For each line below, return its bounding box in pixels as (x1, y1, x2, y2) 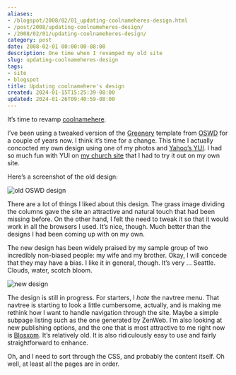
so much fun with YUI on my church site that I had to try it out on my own (7, 151, 220, 160)
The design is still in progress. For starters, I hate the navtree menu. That (7, 294, 220, 302)
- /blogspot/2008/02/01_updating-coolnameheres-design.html (7, 17, 189, 24)
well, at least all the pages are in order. (7, 359, 120, 368)
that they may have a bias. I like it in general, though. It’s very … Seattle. (7, 258, 216, 267)
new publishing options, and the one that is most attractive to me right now (7, 323, 225, 332)
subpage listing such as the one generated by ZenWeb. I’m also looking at (7, 316, 223, 324)
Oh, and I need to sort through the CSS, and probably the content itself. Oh (7, 352, 225, 360)
